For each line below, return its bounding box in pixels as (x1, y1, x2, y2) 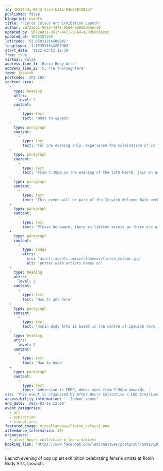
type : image (22, 247, 47, 252)
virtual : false (5, 57, 36, 62)
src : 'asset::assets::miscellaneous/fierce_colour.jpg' (26, 256, 142, 261)
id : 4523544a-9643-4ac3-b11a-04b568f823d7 (5, 7, 92, 12)
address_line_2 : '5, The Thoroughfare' (5, 66, 86, 71)
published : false (5, 12, 40, 17)
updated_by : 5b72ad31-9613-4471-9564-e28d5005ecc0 (5, 30, 110, 35)
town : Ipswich (5, 71, 34, 75)
